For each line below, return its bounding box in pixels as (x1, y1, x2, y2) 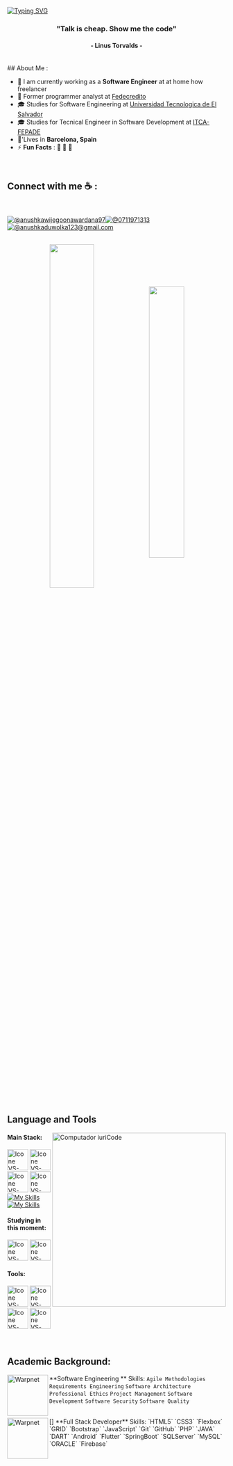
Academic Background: (7, 1356, 111, 1368)
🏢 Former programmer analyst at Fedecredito (17, 92, 146, 101)
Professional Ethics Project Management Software (49, 1390, 193, 1397)
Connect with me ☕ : (7, 180, 98, 192)
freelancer (17, 85, 47, 93)
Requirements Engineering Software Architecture (49, 1383, 191, 1390)
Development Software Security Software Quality (49, 1398, 189, 1405)
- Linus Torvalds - (90, 41, 143, 49)
